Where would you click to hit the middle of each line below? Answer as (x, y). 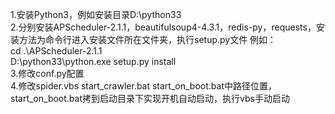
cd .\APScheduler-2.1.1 (56, 51)
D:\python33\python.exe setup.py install (93, 61)
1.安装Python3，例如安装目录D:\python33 (96, 14)
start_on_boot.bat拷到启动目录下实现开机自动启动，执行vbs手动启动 (150, 98)
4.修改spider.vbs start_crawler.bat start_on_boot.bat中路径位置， (143, 86)
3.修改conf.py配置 (47, 73)
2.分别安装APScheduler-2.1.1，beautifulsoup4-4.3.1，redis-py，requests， (163, 27)
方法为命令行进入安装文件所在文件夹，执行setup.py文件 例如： (147, 39)
